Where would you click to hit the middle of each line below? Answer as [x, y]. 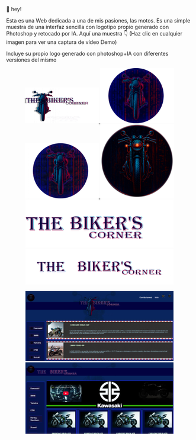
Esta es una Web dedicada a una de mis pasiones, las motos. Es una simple [98, 20]
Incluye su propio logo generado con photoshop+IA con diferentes [87, 54]
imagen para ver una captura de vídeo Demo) [62, 42]
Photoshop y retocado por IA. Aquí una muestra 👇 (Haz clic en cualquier [94, 33]
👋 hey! [14, 9]
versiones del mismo [31, 60]
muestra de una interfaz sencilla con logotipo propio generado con [88, 27]
